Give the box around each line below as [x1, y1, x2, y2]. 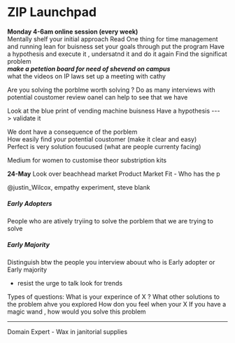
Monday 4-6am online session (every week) [7, 27, 138, 36]
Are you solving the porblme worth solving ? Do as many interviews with [7, 85, 215, 94]
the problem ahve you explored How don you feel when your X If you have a [7, 300, 227, 308]
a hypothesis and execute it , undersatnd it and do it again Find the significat [7, 50, 227, 58]
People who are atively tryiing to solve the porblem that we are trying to [7, 216, 213, 225]
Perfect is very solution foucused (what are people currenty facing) [7, 142, 201, 150]
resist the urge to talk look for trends [17, 279, 123, 287]
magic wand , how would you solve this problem [7, 307, 146, 316]
